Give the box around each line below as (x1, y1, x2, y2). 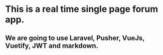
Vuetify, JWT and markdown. (5, 41, 99, 50)
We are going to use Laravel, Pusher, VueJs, (5, 34, 145, 42)
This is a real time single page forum (5, 3, 159, 15)
